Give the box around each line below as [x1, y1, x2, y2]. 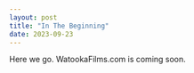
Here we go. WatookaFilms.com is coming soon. [9, 54, 187, 65]
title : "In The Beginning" [9, 21, 109, 30]
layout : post [9, 12, 58, 22]
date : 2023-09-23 [9, 29, 74, 38]
